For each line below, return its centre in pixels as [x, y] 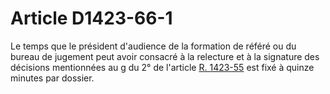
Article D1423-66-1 [91, 18]
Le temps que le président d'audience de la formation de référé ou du [153, 46]
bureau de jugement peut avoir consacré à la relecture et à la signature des [165, 56]
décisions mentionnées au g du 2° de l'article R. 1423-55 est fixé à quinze [162, 67]
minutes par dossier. [52, 78]
